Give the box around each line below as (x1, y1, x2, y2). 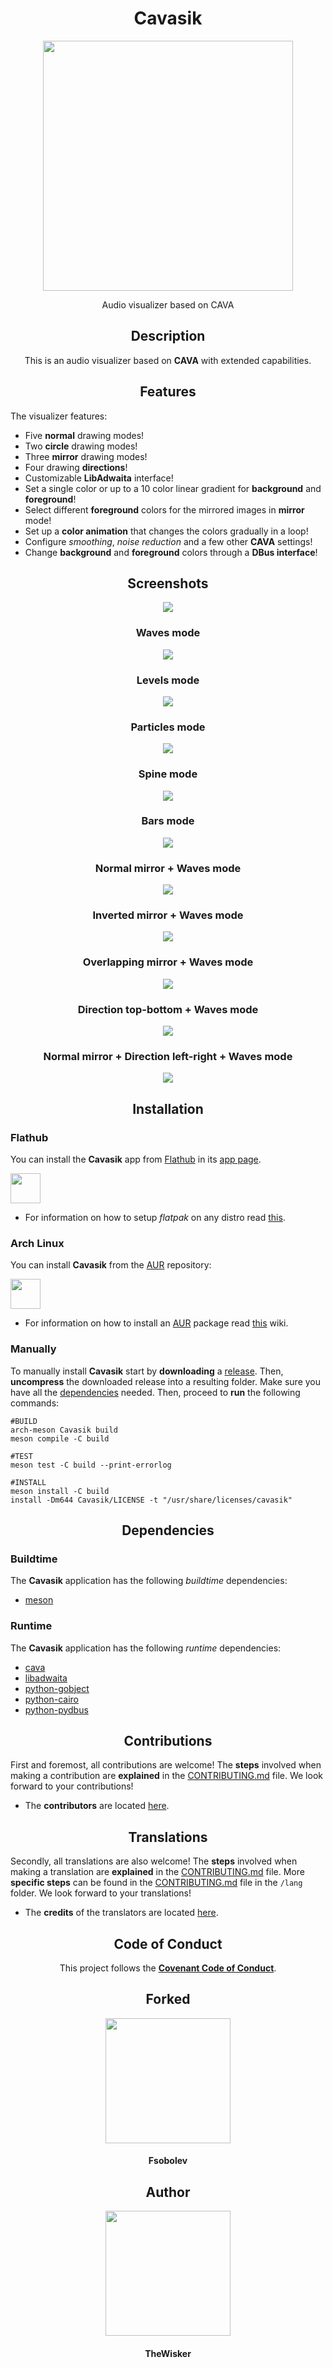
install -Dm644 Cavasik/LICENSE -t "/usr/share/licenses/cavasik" (10, 1495, 293, 1505)
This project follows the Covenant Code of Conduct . (59, 1962, 277, 1974)
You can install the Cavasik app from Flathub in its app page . (10, 1153, 262, 1166)
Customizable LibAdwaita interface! (24, 472, 174, 484)
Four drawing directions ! (24, 461, 128, 473)
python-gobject (24, 1682, 90, 1694)
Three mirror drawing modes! (24, 450, 148, 462)
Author (145, 2183, 191, 2201)
